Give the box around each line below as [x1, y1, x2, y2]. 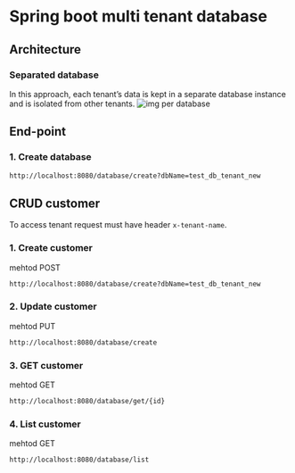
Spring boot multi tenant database [9, 6, 267, 27]
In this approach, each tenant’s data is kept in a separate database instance [9, 88, 287, 99]
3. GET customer [9, 359, 84, 371]
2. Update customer [9, 301, 97, 313]
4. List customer [9, 418, 82, 430]
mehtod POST [9, 261, 61, 273]
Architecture [9, 42, 82, 57]
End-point [9, 124, 67, 139]
